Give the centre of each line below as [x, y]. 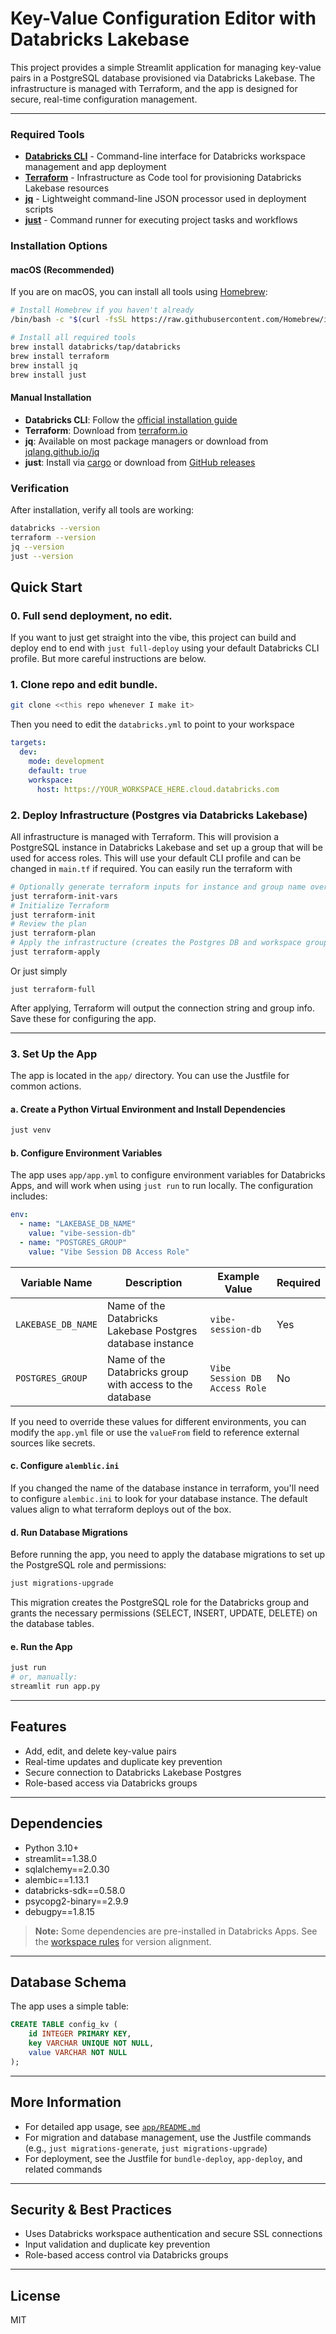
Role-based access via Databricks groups [111, 1783]
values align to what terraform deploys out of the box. [121, 1509]
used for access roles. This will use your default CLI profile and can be [156, 858]
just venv [31, 1130]
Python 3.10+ [52, 1848]
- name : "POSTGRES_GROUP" [73, 1243]
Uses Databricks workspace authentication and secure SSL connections [173, 2234]
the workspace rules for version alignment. [123, 1941]
